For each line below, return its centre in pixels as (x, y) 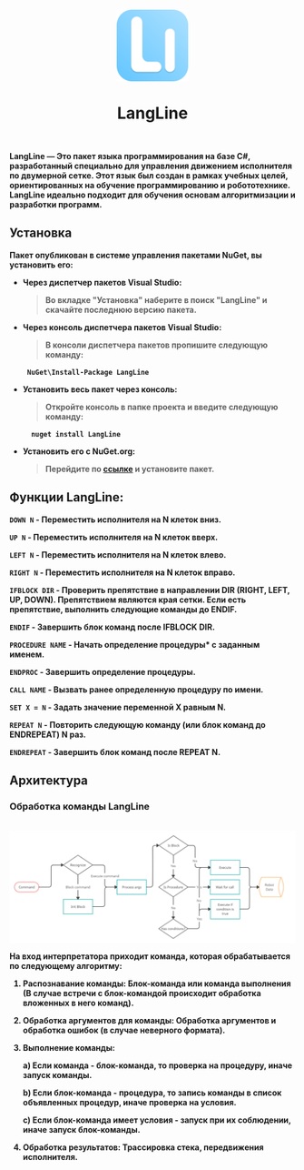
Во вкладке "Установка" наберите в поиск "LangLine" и (156, 299)
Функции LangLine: (67, 497)
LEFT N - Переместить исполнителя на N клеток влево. (118, 554)
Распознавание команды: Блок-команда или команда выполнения (157, 983)
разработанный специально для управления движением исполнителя (151, 166)
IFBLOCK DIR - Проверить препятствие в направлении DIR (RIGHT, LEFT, (150, 590)
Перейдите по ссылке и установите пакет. (130, 469)
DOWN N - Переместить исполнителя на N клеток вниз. (116, 519)
